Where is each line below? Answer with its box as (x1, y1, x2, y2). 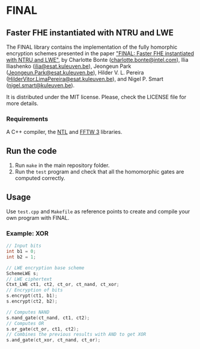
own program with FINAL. (6, 214, 70, 221)
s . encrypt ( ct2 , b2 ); (6, 299, 58, 305)
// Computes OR (6, 320, 44, 326)
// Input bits (6, 243, 42, 249)
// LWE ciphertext (6, 276, 52, 282)
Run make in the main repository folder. (14, 162, 110, 169)
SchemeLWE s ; (6, 270, 39, 276)
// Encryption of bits (6, 287, 63, 293)
